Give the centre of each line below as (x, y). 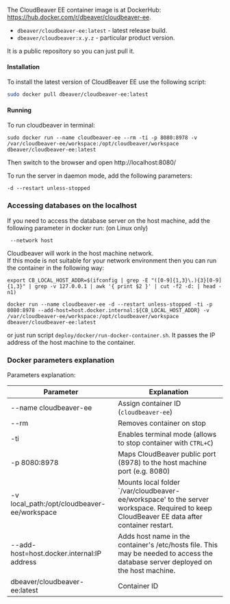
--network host (31, 240)
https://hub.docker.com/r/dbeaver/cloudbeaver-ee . (79, 17)
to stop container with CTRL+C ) (166, 443)
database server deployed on (165, 561)
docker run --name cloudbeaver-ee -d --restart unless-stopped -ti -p (110, 304)
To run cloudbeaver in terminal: (51, 125)
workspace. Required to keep (165, 508)
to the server (188, 499)
